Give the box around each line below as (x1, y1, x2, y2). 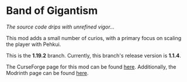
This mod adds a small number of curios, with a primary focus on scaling (6, 34, 182, 41)
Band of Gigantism (6, 4, 98, 17)
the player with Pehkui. (6, 41, 61, 48)
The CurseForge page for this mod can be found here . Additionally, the (6, 63, 176, 70)
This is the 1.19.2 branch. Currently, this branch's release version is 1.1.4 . (6, 52, 181, 59)
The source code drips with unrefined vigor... (6, 23, 115, 30)
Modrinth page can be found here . (6, 69, 89, 76)
